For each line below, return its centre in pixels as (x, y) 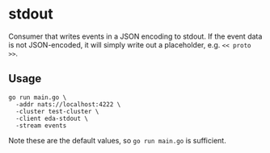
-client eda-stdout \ (52, 118)
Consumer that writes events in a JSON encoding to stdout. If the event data (135, 36)
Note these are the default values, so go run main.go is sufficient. (117, 140)
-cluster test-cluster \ (57, 111)
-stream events (41, 126)
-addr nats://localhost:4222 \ (68, 104)
